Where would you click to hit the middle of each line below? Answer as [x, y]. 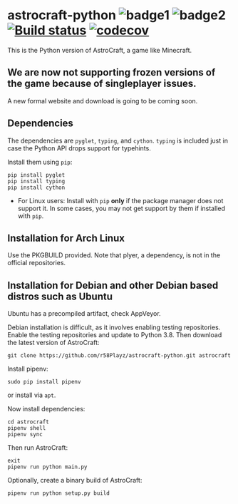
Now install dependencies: [46, 409]
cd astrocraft [29, 422]
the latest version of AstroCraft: [53, 343]
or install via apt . [32, 395]
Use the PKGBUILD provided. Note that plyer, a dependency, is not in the [114, 255]
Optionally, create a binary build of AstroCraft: [75, 480]
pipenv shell [27, 428]
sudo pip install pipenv [44, 382]
